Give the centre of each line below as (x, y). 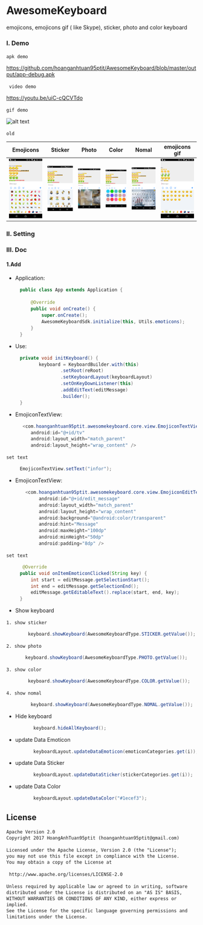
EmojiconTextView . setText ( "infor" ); (66, 469)
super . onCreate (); (64, 315)
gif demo (17, 110)
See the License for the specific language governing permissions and (97, 910)
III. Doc (17, 250)
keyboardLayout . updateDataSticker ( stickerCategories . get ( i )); (113, 775)
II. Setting (21, 234)
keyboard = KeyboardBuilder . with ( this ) (89, 365)
